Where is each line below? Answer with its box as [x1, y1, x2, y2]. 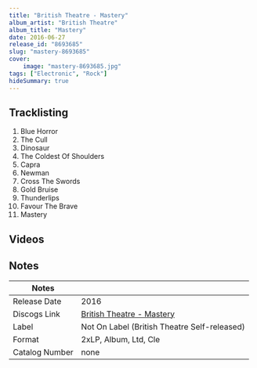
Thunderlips [20, 193, 60, 203]
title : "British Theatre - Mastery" [9, 11, 128, 20]
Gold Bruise [20, 185, 59, 194]
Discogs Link [13, 308, 61, 319]
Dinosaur [20, 143, 50, 153]
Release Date [13, 295, 62, 306]
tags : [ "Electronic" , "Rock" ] [9, 70, 108, 78]
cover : [9, 56, 31, 63]
